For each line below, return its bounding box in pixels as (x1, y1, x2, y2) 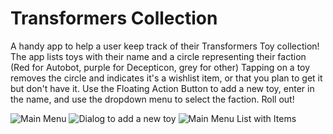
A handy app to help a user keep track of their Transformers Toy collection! (10, 40, 320, 52)
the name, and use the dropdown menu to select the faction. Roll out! (10, 93, 295, 105)
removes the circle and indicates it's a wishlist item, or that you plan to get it (10, 72, 323, 84)
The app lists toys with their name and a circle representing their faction (10, 50, 307, 62)
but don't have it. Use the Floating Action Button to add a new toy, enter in (10, 82, 315, 94)
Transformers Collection (10, 7, 218, 30)
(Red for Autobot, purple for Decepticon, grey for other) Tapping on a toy (10, 61, 311, 73)
